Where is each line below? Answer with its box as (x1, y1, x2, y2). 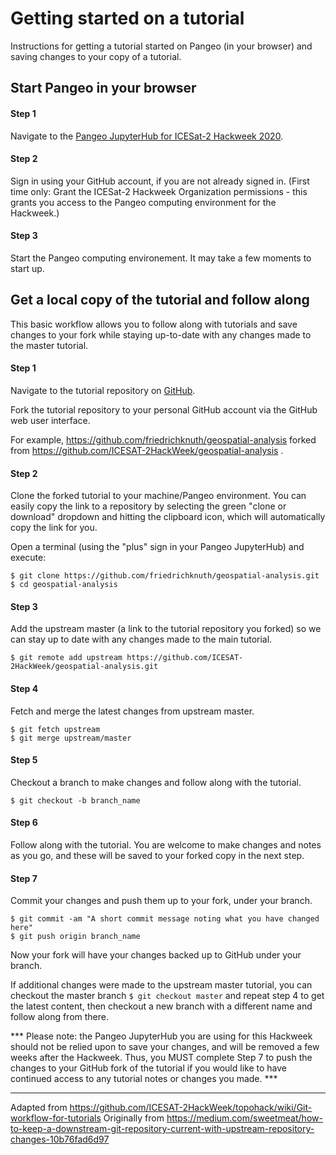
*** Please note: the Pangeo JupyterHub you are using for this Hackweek (10, 1030, 313, 1042)
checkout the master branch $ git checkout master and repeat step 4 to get (10, 990, 325, 1002)
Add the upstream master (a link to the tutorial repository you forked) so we (10, 623, 322, 635)
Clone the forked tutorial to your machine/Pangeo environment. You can (10, 490, 307, 502)
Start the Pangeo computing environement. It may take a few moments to (10, 252, 312, 264)
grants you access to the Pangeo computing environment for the (10, 196, 277, 208)
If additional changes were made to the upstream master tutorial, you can (10, 979, 313, 991)
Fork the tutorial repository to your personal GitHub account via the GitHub (10, 403, 318, 416)
